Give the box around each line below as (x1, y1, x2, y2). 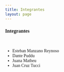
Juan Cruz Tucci (12, 63, 41, 68)
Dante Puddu (12, 53, 35, 58)
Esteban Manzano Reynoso (12, 48, 60, 53)
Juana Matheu (12, 58, 37, 63)
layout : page (5, 12, 32, 17)
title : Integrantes (5, 7, 45, 12)
